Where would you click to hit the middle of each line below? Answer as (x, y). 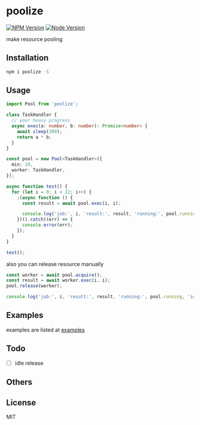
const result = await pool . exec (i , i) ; (71, 203)
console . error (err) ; (47, 225)
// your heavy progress (41, 121)
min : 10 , (22, 165)
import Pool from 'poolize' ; (42, 104)
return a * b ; (34, 137)
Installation (27, 58)
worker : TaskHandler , (38, 170)
